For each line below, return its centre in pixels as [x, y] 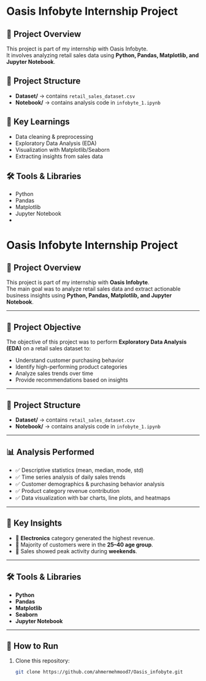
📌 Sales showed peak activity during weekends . [76, 551]
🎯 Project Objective [44, 327]
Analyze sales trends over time [54, 374]
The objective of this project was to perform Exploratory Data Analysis [97, 342]
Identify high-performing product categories [71, 367]
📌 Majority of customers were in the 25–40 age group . [84, 545]
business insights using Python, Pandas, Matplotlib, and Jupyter [89, 296]
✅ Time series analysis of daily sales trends [70, 477]
